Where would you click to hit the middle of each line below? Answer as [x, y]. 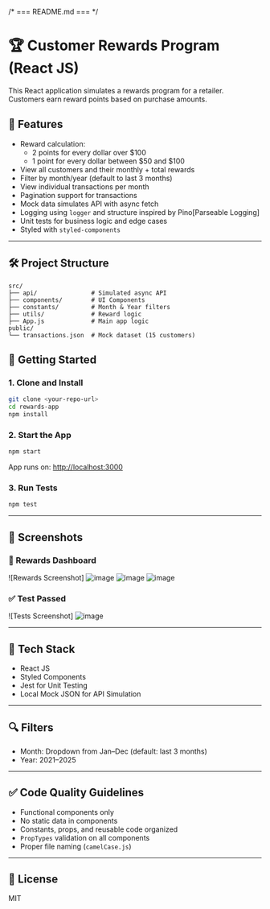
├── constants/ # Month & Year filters [90, 307]
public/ [21, 328]
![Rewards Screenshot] [46, 577]
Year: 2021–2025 [48, 759]
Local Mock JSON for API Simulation [80, 694]
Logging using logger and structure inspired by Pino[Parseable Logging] [139, 212]
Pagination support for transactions [79, 195]
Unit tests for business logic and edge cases [94, 221]
